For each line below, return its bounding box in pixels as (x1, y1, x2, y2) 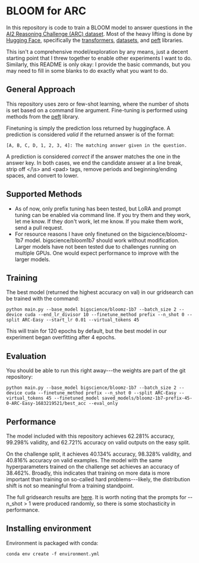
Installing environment (6, 524, 92, 534)
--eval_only (88, 401, 118, 407)
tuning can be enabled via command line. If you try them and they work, (14, 211, 191, 218)
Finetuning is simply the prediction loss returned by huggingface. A (6, 124, 170, 132)
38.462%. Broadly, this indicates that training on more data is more (6, 469, 170, 477)
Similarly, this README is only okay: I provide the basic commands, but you (6, 61, 191, 68)
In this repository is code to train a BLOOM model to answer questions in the (6, 24, 193, 31)
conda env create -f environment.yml (6, 550, 100, 557)
